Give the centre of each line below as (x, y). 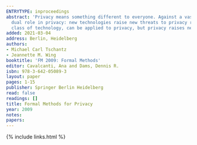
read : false (21, 93)
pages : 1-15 (21, 82)
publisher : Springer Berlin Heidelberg (55, 88)
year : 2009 (19, 109)
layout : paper (23, 77)
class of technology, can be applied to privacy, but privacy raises (98, 28)
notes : (14, 115)
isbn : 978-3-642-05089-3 (36, 71)
